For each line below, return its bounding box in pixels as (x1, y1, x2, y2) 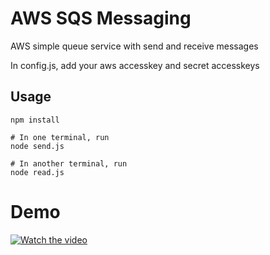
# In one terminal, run (10, 132, 110, 142)
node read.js (10, 167, 65, 177)
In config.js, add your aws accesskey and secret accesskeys (10, 59, 260, 71)
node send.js (10, 141, 65, 151)
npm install (10, 115, 60, 125)
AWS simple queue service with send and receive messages (10, 40, 259, 52)
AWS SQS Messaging (10, 7, 192, 30)
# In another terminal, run (10, 158, 128, 169)
